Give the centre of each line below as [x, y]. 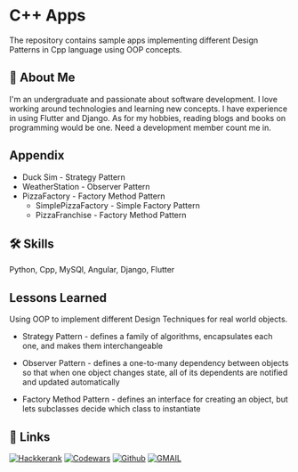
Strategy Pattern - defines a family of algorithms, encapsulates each [147, 337]
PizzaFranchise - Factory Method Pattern [111, 215]
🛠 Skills [32, 244]
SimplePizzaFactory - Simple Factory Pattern [117, 205]
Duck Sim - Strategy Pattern [74, 177]
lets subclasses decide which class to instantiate [112, 409]
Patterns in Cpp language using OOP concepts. [96, 49]
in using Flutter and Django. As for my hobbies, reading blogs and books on [148, 118]
